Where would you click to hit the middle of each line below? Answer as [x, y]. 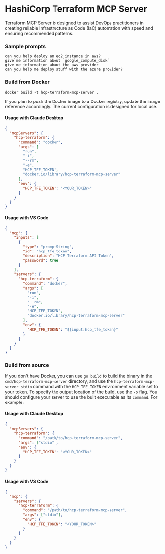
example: [14, 403]
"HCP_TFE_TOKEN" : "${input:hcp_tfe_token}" [73, 329]
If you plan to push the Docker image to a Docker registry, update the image [82, 101]
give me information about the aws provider [52, 65]
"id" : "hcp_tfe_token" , [47, 252]
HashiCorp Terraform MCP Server [76, 9]
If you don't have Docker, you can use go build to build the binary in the [79, 376]
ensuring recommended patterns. [39, 33]
